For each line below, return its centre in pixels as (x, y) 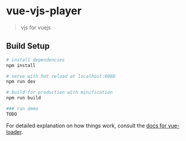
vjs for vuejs (36, 27)
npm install (21, 65)
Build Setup (28, 46)
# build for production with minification (59, 93)
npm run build (24, 98)
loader (14, 131)
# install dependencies (36, 60)
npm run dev (21, 82)
